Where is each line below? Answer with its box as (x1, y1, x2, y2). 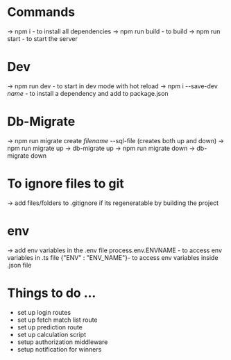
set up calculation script (17, 330, 87, 338)
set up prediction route (17, 322, 83, 331)
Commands (7, 4, 76, 20)
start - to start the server (7, 34, 78, 42)
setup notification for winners (17, 345, 102, 353)
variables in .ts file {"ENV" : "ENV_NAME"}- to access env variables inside (7, 253, 219, 261)
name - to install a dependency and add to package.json (7, 89, 169, 97)
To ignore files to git (7, 176, 125, 191)
